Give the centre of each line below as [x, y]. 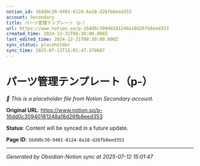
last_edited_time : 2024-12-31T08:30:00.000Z [62, 39]
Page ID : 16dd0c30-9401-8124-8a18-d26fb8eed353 [65, 139]
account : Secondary [30, 17]
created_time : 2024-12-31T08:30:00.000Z [57, 34]
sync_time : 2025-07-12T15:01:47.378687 [56, 51]
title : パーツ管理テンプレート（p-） [47, 23]
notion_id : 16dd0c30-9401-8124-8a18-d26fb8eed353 [69, 12]
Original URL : [23, 110]
